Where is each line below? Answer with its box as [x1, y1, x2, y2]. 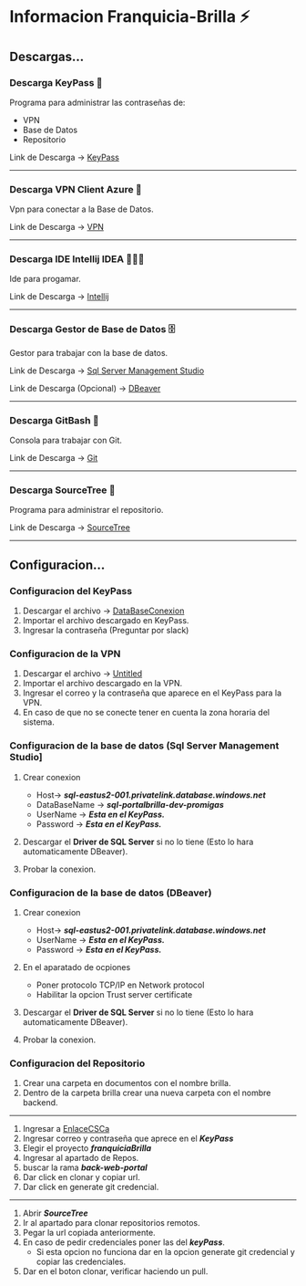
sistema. [22, 716, 55, 727]
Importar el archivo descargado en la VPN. [22, 678, 183, 689]
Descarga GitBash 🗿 [9, 413, 99, 426]
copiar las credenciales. [36, 1256, 127, 1268]
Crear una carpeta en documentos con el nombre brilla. [22, 1078, 231, 1089]
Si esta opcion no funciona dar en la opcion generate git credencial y [36, 1247, 296, 1258]
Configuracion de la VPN [9, 647, 121, 660]
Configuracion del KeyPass [9, 584, 133, 597]
